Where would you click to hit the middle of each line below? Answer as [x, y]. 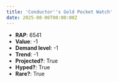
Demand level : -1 [37, 48]
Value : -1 [26, 41]
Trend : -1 [26, 54]
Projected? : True [36, 61]
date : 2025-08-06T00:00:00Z [42, 18]
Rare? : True [30, 73]
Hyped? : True [33, 67]
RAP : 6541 [28, 35]
